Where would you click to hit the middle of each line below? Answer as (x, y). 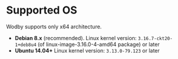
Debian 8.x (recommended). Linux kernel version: (76, 38)
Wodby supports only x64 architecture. (54, 27)
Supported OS (42, 10)
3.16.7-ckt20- (155, 38)
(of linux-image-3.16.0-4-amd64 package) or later (99, 44)
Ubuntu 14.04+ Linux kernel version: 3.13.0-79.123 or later (87, 50)
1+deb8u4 (26, 45)
